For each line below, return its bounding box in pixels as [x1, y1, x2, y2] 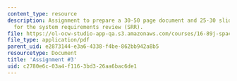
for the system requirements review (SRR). [13, 23, 143, 30]
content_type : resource [7, 10, 78, 18]
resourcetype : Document [7, 50, 78, 57]
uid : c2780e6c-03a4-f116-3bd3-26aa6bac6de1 [7, 63, 138, 70]
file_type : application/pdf [7, 37, 90, 44]
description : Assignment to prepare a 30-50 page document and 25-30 [7, 17, 217, 24]
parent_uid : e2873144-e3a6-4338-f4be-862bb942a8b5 [7, 43, 159, 50]
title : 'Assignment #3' [7, 56, 78, 63]
